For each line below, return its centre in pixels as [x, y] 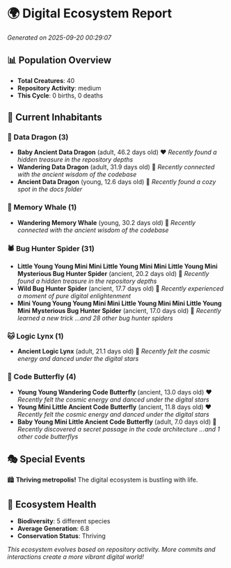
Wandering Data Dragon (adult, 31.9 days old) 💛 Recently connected [116, 167]
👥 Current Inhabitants [55, 117]
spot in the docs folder [49, 190]
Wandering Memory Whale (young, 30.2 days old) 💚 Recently [106, 222]
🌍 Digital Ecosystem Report [90, 14]
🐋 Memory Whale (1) [42, 208]
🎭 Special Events [46, 460]
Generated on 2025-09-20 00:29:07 [59, 37]
